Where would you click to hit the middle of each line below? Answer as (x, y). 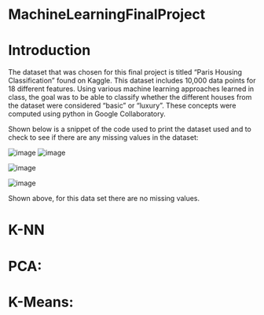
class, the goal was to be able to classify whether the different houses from (130, 97)
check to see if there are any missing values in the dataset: (103, 137)
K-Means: (41, 302)
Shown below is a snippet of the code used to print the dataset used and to (130, 129)
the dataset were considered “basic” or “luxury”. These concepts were (122, 106)
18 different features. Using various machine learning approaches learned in (131, 89)
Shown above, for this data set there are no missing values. (104, 199)
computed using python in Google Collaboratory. (87, 114)
